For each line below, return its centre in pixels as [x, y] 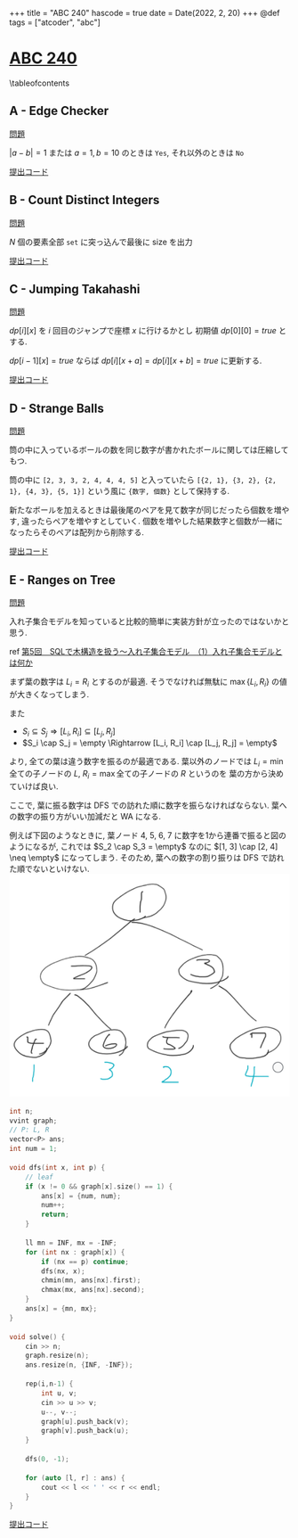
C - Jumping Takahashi [75, 289]
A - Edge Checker [59, 111]
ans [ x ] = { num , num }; [81, 1196]
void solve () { [37, 1336]
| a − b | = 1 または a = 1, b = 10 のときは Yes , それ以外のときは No [127, 152]
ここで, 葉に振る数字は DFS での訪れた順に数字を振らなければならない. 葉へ [148, 805]
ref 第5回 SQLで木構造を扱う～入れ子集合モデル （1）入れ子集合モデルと [146, 651]
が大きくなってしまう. [49, 694]
